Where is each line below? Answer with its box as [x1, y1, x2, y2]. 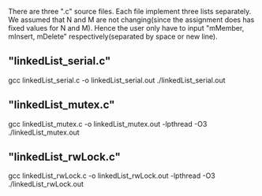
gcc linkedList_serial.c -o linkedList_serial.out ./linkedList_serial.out [8, 75, 226, 85]
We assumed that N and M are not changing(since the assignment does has [8, 15, 255, 24]
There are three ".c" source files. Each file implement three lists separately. [8, 7, 252, 16]
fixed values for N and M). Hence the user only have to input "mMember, [8, 24, 245, 32]
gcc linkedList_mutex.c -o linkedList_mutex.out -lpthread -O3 [8, 119, 208, 128]
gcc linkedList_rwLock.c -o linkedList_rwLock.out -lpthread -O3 [8, 171, 215, 180]
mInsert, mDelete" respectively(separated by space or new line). [8, 31, 219, 41]
